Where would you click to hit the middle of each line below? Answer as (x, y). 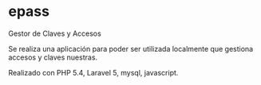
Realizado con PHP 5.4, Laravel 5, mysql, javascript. (93, 72)
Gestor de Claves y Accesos (55, 33)
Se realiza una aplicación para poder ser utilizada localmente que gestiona (131, 48)
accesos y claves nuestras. (53, 57)
